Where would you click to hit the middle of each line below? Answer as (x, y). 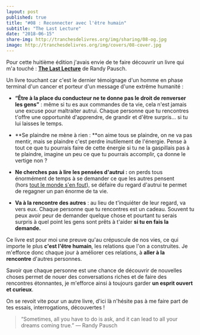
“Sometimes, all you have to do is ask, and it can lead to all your (99, 319)
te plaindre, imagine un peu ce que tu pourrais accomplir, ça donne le (100, 154)
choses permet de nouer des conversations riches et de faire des (87, 276)
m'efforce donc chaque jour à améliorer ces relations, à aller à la (86, 252)
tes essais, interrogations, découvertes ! (56, 307)
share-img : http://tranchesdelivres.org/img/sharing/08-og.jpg (87, 39)
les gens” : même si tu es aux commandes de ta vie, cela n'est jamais (101, 104)
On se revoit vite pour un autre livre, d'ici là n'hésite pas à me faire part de (97, 301)
